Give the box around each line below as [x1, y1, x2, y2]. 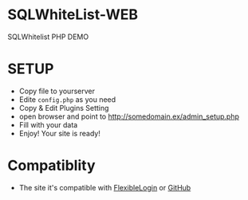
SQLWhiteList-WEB [7, 6, 139, 24]
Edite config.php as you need [18, 94, 116, 104]
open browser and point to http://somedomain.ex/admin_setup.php [18, 112, 240, 121]
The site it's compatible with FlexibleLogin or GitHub [18, 182, 191, 192]
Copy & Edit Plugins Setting [18, 103, 109, 112]
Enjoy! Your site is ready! [18, 128, 100, 138]
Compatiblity [7, 157, 96, 175]
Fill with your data [18, 120, 78, 129]
